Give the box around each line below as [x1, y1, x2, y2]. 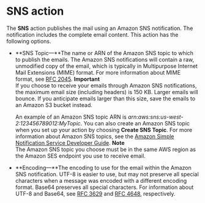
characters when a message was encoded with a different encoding [15, 177, 187, 184]
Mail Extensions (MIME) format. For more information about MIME [15, 68, 181, 76]
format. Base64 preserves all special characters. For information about [15, 183, 194, 191]
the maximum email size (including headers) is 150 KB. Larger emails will [15, 88, 198, 95]
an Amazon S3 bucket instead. [15, 101, 93, 108]
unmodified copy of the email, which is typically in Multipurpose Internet [15, 62, 198, 70]
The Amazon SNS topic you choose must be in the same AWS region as [15, 146, 196, 153]
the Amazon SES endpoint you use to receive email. [15, 152, 146, 160]
